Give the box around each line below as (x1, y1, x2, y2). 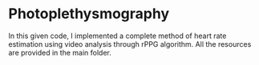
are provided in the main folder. (8, 48, 112, 57)
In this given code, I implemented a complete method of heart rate (8, 31, 227, 40)
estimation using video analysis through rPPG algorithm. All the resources (8, 39, 252, 48)
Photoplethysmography (8, 5, 170, 23)
